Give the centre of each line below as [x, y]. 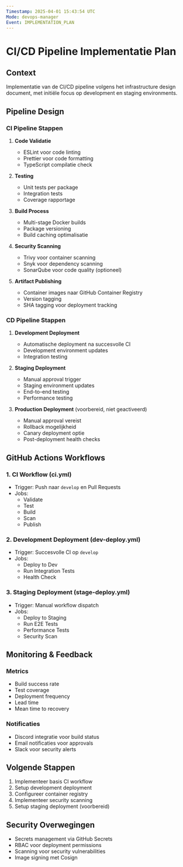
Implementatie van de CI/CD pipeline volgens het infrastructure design [91, 87]
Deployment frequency [42, 696]
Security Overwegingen [51, 825]
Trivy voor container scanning [59, 257]
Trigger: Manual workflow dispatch [57, 605]
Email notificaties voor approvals [54, 743]
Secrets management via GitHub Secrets [63, 839]
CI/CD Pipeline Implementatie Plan [91, 51]
